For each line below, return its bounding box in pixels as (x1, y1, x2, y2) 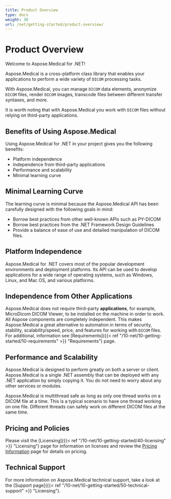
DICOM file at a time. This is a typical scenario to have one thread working (5, 398, 162, 404)
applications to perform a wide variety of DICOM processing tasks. (5, 76, 142, 82)
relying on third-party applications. (5, 112, 79, 118)
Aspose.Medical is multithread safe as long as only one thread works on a (5, 393, 161, 399)
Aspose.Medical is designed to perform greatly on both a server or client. (5, 366, 160, 373)
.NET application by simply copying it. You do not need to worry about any (5, 377, 162, 384)
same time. (5, 409, 29, 415)
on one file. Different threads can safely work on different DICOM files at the (5, 404, 166, 410)
